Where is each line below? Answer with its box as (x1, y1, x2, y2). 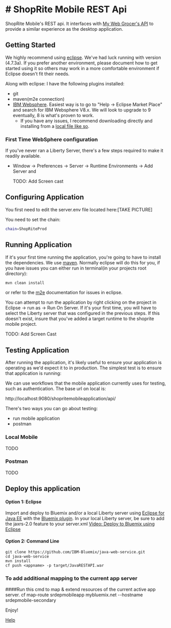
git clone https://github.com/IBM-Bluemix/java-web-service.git (5, 549, 145, 554)
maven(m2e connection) (12, 96, 65, 102)
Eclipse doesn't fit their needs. (5, 71, 70, 77)
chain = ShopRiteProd (5, 226, 47, 231)
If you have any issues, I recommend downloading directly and (20, 118, 153, 124)
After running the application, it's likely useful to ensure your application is (5, 360, 162, 366)
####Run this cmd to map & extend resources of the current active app (5, 586, 156, 592)
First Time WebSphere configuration (5, 136, 98, 143)
